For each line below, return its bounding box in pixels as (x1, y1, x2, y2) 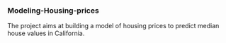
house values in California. (7, 29, 85, 37)
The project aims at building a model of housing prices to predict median (7, 22, 220, 30)
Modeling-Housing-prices (7, 6, 99, 16)
